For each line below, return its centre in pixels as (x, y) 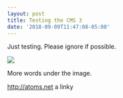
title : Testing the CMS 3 (44, 20)
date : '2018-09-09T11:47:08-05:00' (59, 27)
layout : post (26, 14)
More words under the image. (50, 73)
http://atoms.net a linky (40, 87)
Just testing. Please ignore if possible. (62, 47)
